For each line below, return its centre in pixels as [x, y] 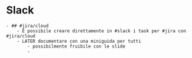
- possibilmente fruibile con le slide [77, 46]
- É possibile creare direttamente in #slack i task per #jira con [101, 31]
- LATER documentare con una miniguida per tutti [79, 41]
